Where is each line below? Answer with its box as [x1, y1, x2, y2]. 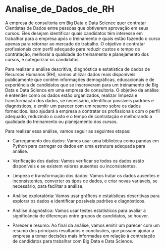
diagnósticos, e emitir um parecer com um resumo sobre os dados [5, 103, 141, 109]
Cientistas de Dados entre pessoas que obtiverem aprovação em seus [5, 25, 149, 31]
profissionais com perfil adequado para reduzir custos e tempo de [5, 46, 140, 52]
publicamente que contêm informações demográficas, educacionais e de [5, 77, 155, 83]
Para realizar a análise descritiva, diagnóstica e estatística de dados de [5, 66, 150, 72]
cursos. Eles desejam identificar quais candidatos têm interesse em [5, 30, 143, 36]
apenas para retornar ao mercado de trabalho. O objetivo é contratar [5, 41, 145, 46]
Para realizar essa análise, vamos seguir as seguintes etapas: [5, 128, 131, 134]
